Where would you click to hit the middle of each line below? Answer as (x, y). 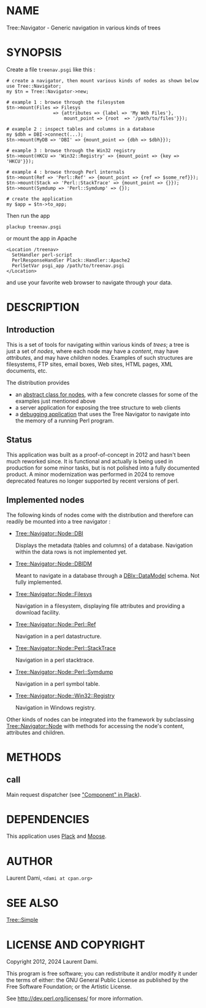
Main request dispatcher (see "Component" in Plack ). (74, 794)
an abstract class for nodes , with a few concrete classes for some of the (106, 394)
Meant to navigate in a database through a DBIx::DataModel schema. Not (107, 575)
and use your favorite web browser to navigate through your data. (90, 282)
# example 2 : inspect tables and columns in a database (81, 129)
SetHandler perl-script (42, 255)
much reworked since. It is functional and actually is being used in (90, 461)
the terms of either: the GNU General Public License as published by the (97, 980)
